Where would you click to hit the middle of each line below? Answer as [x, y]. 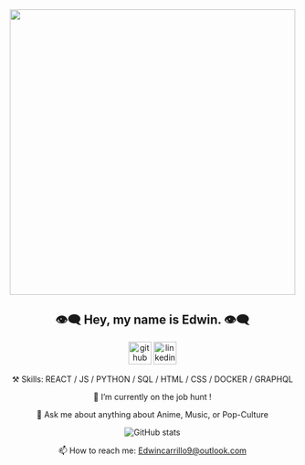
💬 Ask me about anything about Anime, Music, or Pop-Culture [152, 414]
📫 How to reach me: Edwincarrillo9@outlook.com [152, 450]
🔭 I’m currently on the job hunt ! [152, 396]
